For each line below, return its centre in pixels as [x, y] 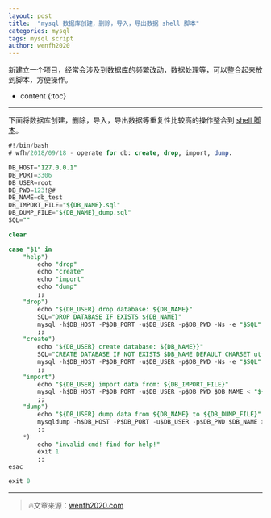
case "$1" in [30, 249]
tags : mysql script [41, 38]
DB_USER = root [30, 182]
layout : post [30, 16]
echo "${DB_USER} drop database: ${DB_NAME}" [115, 309]
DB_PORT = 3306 [30, 175]
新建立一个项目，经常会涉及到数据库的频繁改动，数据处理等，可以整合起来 [132, 70]
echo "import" [61, 279]
